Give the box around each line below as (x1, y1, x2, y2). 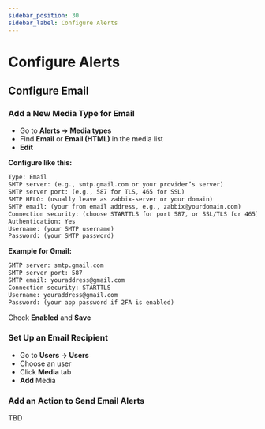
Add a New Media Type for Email (8, 108, 136, 119)
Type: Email (8, 173, 47, 182)
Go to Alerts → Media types (19, 126, 112, 135)
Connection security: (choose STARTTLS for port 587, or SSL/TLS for (8, 210, 242, 218)
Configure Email (8, 85, 89, 98)
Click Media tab (19, 367, 72, 376)
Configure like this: (8, 158, 73, 167)
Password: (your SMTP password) (8, 232, 114, 240)
